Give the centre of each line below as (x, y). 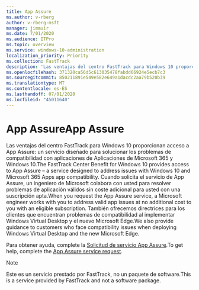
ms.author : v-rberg (30, 17)
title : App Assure (29, 12)
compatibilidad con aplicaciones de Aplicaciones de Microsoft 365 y (90, 158)
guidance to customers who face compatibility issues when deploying (91, 227)
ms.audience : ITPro (30, 39)
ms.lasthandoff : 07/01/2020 (41, 94)
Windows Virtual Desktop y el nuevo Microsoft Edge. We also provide (90, 221)
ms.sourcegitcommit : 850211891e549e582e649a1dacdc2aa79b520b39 (86, 78)
